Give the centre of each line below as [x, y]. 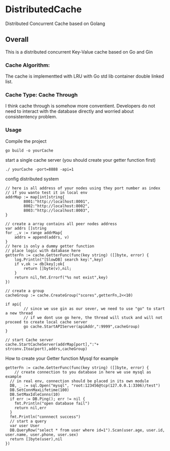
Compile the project [26, 141]
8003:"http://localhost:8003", [57, 210]
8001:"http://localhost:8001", [57, 202]
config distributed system [32, 179]
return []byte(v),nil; [48, 268]
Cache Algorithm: [27, 65]
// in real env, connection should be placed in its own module [79, 381]
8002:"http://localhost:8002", [57, 206]
